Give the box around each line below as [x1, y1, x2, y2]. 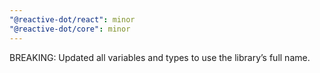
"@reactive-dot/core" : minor [9, 24, 131, 34]
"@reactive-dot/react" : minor [9, 14, 136, 25]
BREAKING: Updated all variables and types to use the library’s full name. [9, 51, 311, 63]
